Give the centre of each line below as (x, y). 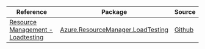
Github (184, 30)
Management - (31, 30)
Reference (32, 12)
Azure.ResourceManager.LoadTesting (114, 30)
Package (114, 12)
